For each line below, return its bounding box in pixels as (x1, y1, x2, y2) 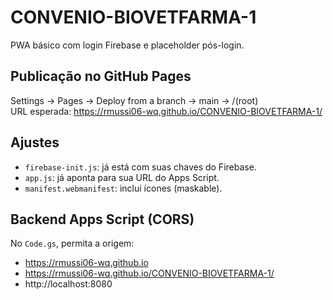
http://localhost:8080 (24, 278, 113, 290)
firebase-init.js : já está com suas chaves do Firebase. (24, 161, 257, 173)
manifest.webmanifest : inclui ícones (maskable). (24, 182, 223, 194)
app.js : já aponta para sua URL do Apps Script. (24, 171, 220, 183)
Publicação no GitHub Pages (10, 68, 192, 85)
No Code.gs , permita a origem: (10, 237, 135, 250)
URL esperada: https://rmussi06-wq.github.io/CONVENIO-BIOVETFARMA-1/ (10, 105, 323, 117)
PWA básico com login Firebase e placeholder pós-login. (10, 39, 245, 51)
